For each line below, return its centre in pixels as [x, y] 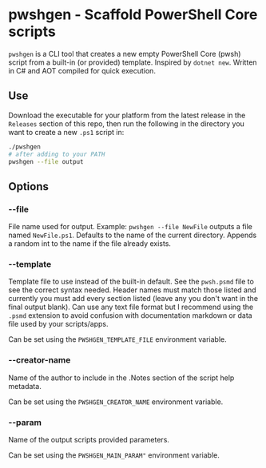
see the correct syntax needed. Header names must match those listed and [133, 290]
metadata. [25, 386]
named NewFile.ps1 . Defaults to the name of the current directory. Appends [133, 235]
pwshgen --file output [46, 161]
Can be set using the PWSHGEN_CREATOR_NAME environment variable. [116, 402]
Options [29, 186]
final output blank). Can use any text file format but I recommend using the [131, 307]
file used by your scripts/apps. [59, 324]
